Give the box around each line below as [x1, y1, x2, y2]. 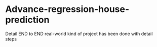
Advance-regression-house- [5, 3, 130, 15]
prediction [5, 14, 50, 25]
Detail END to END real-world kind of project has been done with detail [5, 30, 153, 36]
